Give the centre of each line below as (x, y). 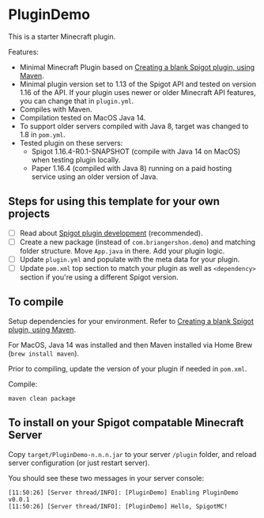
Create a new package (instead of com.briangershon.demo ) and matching (137, 242)
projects (29, 214)
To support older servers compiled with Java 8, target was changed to (134, 126)
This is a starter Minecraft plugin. (62, 36)
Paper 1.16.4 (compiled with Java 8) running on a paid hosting (132, 168)
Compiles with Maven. (56, 109)
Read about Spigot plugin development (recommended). (111, 233)
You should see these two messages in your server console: (106, 478)
